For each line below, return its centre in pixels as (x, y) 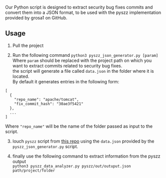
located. (21, 76)
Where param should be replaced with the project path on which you (82, 60)
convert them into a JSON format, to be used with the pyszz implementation (83, 12)
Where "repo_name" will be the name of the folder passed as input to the (79, 126)
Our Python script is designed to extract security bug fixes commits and (79, 7)
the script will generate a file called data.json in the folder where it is (83, 71)
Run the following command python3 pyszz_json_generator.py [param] (85, 55)
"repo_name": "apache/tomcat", (47, 99)
